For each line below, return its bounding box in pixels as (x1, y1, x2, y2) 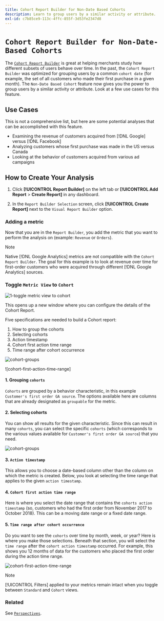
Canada (12, 149, 28, 155)
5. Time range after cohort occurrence (5, 521, 84, 527)
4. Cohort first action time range (5, 489, 76, 495)
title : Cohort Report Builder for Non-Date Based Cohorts (5, 7, 125, 12)
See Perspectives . (5, 610, 42, 616)
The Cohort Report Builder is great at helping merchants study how (5, 60, 142, 66)
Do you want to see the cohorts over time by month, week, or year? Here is (5, 532, 156, 538)
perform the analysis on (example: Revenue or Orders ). (5, 235, 113, 241)
